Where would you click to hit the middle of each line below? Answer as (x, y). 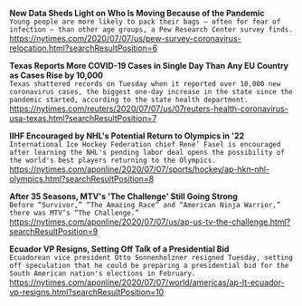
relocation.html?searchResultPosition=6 (84, 48)
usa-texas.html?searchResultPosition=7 (83, 118)
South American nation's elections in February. (103, 273)
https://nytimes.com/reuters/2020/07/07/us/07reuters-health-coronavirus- (149, 109)
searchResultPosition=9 (54, 231)
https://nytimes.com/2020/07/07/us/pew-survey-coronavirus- (125, 38)
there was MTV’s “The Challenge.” (75, 213)
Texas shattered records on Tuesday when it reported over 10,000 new (145, 84)
